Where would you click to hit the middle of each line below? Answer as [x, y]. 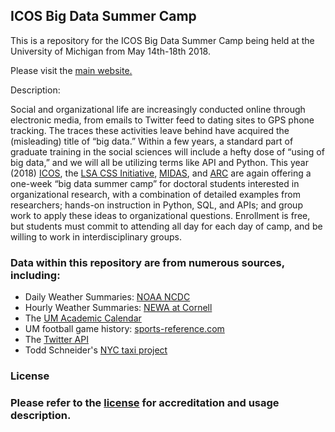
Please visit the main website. [71, 70]
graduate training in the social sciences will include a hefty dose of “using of [167, 151]
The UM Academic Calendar [83, 318]
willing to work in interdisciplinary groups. [96, 236]
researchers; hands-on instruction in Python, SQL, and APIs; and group [156, 205]
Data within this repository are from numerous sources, [147, 262]
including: [35, 275]
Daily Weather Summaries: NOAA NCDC [107, 297]
